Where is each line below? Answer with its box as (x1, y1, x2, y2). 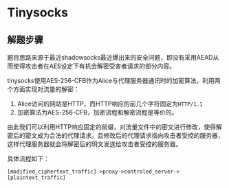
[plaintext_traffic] (7, 174, 67, 181)
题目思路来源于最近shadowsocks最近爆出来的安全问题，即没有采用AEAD (7, 54, 213, 61)
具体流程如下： (7, 154, 50, 163)
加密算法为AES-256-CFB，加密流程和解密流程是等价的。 (17, 108, 178, 116)
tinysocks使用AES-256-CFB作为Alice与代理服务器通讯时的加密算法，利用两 (7, 77, 221, 84)
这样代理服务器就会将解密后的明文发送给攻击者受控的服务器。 (7, 140, 182, 148)
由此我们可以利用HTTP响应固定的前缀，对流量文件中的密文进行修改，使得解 (7, 123, 222, 131)
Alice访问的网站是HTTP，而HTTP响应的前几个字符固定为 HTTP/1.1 (17, 99, 203, 108)
